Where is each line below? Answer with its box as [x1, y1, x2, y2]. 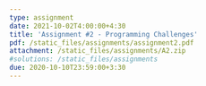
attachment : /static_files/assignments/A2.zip [9, 47, 186, 56]
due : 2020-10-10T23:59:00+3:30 [9, 64, 126, 73]
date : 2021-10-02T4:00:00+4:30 [9, 21, 126, 30]
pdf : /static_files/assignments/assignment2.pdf [9, 38, 194, 47]
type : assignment [9, 13, 74, 22]
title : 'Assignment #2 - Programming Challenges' [9, 30, 199, 39]
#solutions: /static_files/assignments [9, 55, 159, 64]
